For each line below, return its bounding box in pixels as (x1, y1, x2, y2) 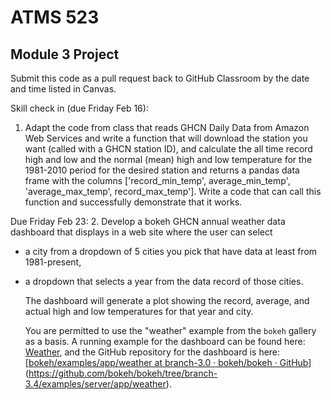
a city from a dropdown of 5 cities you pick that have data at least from (24, 246, 318, 257)
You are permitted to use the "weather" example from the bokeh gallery (24, 325, 317, 336)
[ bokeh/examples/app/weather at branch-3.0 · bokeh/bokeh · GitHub (24, 357, 309, 368)
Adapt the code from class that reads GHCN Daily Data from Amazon (24, 122, 310, 133)
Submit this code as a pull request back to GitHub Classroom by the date (10, 72, 310, 84)
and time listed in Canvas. (10, 83, 117, 95)
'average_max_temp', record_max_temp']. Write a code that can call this (24, 186, 322, 197)
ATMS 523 (10, 6, 100, 29)
